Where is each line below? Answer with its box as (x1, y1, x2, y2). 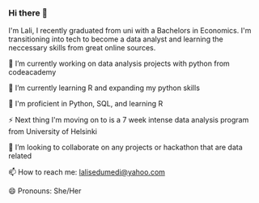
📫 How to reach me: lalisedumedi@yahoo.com (8, 167, 166, 177)
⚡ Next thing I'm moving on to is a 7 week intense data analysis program (8, 115, 249, 125)
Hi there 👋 (8, 7, 49, 19)
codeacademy (8, 67, 57, 77)
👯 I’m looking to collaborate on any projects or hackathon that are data (8, 142, 243, 153)
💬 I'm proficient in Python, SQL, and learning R (8, 99, 163, 109)
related (8, 151, 32, 161)
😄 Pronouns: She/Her (8, 186, 82, 196)
